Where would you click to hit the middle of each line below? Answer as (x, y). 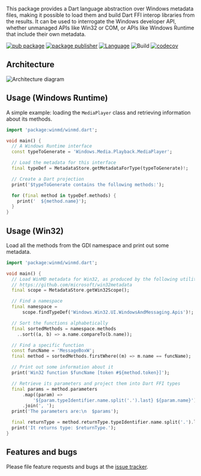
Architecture (31, 65)
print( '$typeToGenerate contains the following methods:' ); (88, 185)
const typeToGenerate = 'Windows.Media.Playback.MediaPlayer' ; (92, 152)
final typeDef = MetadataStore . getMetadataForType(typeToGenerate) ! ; (100, 168)
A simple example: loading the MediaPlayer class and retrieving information (98, 112)
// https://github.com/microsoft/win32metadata (72, 285)
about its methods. (29, 119)
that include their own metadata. (46, 34)
